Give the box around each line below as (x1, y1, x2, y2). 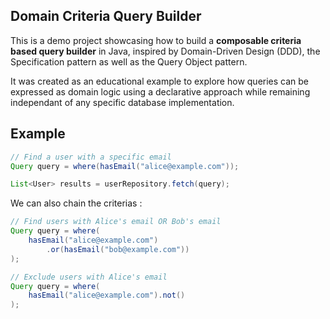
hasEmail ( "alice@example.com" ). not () (28, 290, 186, 301)
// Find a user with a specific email (10, 152, 172, 162)
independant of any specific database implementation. (10, 96, 235, 108)
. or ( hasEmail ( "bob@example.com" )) (46, 244, 190, 254)
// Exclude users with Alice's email (10, 272, 168, 282)
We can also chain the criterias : (10, 197, 143, 209)
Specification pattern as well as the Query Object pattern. (10, 55, 248, 68)
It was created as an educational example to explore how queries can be (10, 75, 310, 87)
